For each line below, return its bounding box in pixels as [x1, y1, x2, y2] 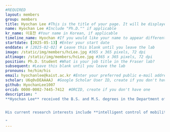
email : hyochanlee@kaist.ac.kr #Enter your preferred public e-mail [5, 73, 153, 78]
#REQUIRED [5, 7, 26, 13]
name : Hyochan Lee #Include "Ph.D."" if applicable [5, 26, 116, 31]
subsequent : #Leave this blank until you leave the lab [5, 63, 125, 69]
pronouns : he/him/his [5, 69, 51, 74]
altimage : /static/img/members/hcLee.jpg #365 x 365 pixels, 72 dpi [5, 54, 153, 59]
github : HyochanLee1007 [5, 82, 56, 87]
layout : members [5, 12, 39, 17]
